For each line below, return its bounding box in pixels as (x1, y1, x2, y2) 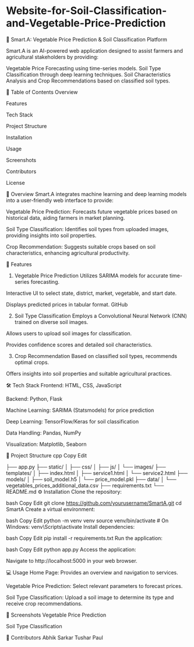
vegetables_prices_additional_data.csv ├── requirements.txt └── (6, 481, 164, 489)
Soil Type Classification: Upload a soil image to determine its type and (6, 594, 174, 601)
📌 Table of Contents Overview (6, 88, 78, 95)
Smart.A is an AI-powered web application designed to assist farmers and (6, 47, 184, 54)
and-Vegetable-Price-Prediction (6, 16, 166, 30)
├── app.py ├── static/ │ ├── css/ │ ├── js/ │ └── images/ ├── (6, 463, 166, 470)
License (6, 179, 25, 186)
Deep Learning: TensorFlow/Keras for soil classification (6, 418, 139, 425)
